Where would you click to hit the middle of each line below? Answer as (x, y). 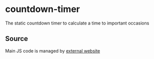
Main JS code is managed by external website (53, 50)
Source (17, 39)
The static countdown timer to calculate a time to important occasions (77, 23)
